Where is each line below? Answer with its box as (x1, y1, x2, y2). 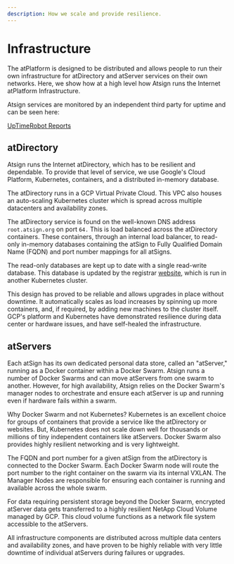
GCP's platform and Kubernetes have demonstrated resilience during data (7, 312, 221, 321)
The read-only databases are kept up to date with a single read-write (7, 262, 207, 270)
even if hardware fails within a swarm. (7, 396, 117, 405)
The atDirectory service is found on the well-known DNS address (7, 218, 196, 226)
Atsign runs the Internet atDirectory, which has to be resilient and (7, 160, 195, 169)
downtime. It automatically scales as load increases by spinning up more (7, 298, 218, 306)
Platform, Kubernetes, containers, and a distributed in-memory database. (7, 176, 219, 184)
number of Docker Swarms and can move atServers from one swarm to (7, 374, 214, 383)
